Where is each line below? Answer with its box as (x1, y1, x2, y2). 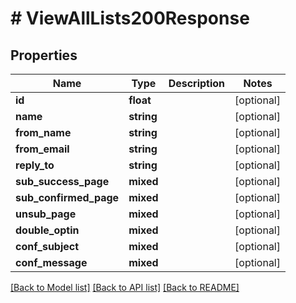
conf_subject (15, 240, 80, 253)
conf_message (15, 256, 88, 269)
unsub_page (15, 207, 77, 221)
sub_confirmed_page (15, 191, 120, 204)
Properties (10, 47, 78, 64)
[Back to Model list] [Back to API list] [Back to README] (10, 282, 240, 293)
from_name (15, 126, 72, 139)
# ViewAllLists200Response (10, 7, 250, 30)
